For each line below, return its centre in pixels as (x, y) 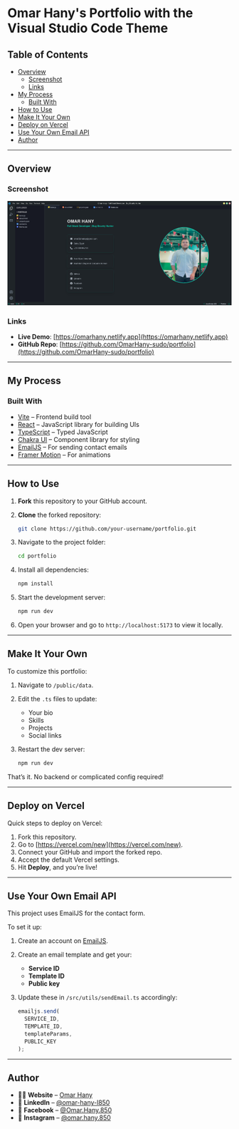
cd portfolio (37, 556)
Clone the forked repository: (59, 515)
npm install (35, 584)
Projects (41, 728)
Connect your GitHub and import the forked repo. (90, 852)
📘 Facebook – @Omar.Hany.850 (65, 1110)
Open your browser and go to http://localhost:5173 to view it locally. (120, 625)
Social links (45, 735)
